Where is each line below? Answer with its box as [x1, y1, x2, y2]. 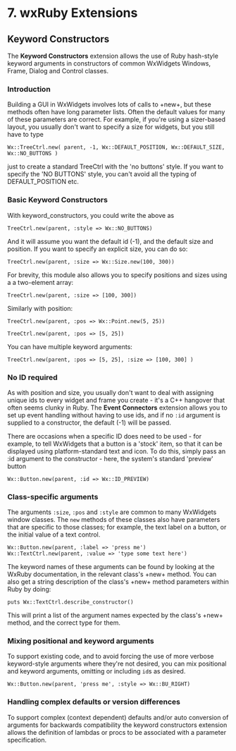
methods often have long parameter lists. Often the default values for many [7, 108, 225, 116]
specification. [7, 735, 47, 744]
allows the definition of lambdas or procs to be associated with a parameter [7, 728, 227, 736]
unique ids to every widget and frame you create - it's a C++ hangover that [7, 396, 225, 404]
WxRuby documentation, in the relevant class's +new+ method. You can [7, 570, 217, 579]
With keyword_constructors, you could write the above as [7, 211, 175, 219]
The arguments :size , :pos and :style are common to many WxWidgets [7, 508, 217, 516]
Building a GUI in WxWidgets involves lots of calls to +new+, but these [7, 100, 211, 109]
